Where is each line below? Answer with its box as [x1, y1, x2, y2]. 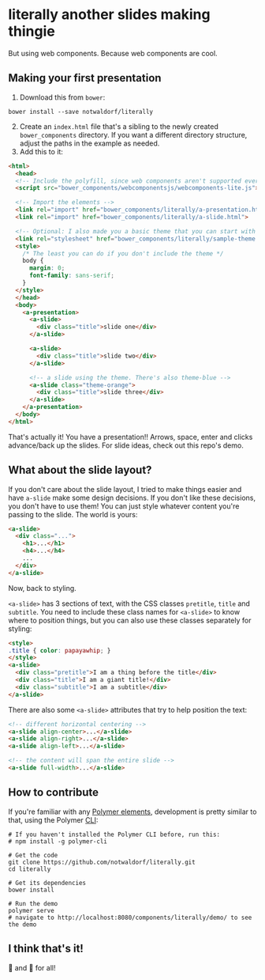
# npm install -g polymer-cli [8, 837, 108, 846]
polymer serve [8, 906, 55, 914]
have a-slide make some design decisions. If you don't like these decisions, [8, 493, 256, 502]
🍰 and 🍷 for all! [8, 963, 56, 972]
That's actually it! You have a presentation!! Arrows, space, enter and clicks [8, 432, 253, 441]
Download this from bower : [19, 93, 106, 102]
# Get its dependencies [8, 879, 87, 887]
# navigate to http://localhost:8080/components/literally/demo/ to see [8, 914, 252, 921]
